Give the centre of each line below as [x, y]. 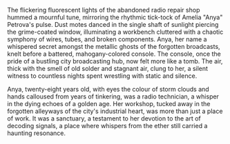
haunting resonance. [37, 133]
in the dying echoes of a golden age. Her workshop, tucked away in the [109, 104]
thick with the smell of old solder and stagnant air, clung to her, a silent [108, 69]
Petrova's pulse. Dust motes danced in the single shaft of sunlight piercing [113, 24]
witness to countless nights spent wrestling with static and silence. [102, 76]
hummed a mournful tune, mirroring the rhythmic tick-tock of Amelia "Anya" [115, 17]
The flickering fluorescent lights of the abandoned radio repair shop [104, 10]
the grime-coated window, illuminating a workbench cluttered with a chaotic [115, 32]
